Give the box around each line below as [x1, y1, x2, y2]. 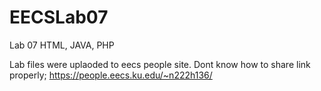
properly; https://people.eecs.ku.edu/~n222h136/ [9, 69, 213, 81]
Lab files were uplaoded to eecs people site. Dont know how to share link [9, 58, 311, 70]
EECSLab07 [9, 6, 109, 29]
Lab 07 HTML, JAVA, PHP [9, 39, 115, 51]
